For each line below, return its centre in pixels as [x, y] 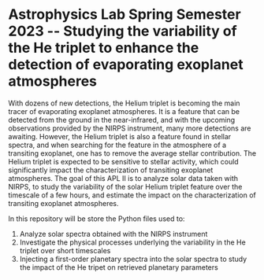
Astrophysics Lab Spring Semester [125, 15]
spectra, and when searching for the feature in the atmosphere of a [117, 145]
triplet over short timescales [65, 250]
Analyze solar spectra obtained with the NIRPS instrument [113, 234]
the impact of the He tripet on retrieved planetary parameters [119, 267]
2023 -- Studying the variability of [123, 31]
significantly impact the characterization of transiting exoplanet [111, 170]
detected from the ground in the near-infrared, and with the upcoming [122, 120]
